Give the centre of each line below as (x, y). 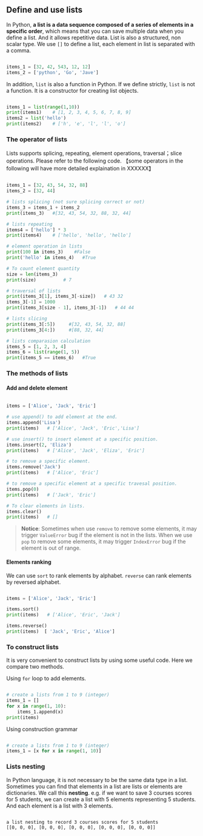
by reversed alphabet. (34, 582)
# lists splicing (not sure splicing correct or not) (76, 202)
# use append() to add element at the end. (62, 417)
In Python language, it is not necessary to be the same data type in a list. (97, 780)
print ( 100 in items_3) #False (48, 252)
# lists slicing (27, 319)
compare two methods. (35, 667)
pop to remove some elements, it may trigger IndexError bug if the (103, 542)
